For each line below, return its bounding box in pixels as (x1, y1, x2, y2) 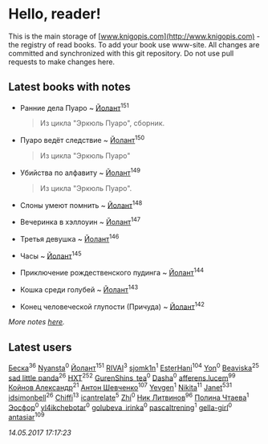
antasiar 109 (8, 411, 45, 422)
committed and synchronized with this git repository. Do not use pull (8, 48, 234, 58)
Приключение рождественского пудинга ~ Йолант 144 (19, 267, 205, 277)
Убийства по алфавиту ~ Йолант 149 (19, 166, 141, 177)
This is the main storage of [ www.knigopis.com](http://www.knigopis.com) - (8, 31, 261, 41)
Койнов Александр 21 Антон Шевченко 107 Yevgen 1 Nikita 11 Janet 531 (8, 381, 233, 393)
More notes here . (8, 317, 66, 327)
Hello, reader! (8, 5, 102, 23)
